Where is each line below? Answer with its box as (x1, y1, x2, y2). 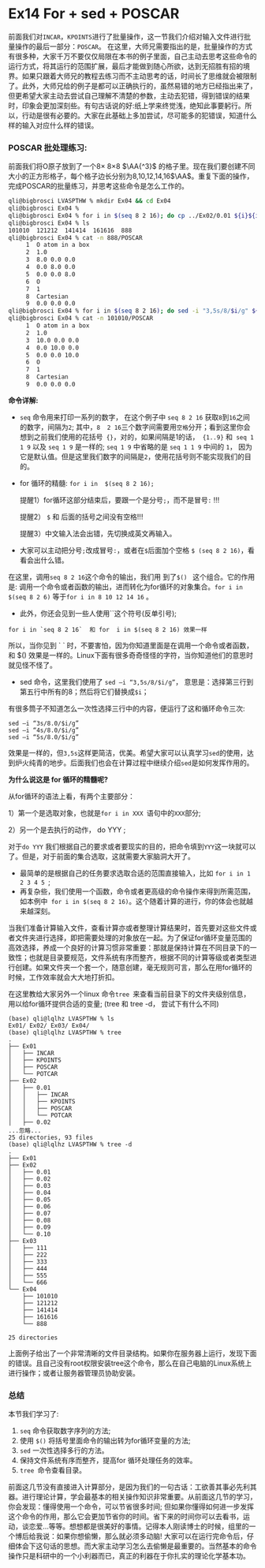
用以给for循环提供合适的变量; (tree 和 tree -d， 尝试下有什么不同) (8, 999, 219, 1008)
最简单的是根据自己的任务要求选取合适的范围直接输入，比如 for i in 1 (19, 868, 251, 878)
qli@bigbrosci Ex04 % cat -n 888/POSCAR (8, 233, 144, 241)
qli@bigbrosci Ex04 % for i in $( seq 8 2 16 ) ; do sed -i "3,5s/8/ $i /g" (8, 307, 248, 315)
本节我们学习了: (8, 1409, 59, 1419)
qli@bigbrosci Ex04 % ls (8, 218, 90, 227)
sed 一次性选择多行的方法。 (19, 1446, 109, 1455)
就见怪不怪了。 (8, 660, 57, 670)
